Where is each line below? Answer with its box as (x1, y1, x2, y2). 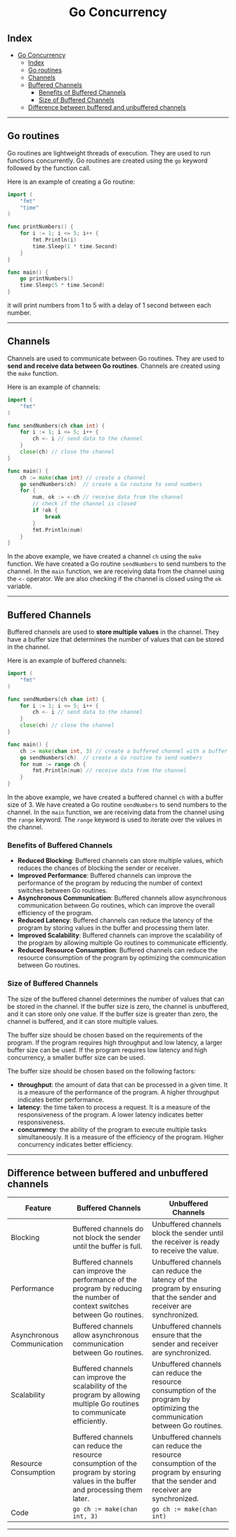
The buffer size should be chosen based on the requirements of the (7, 1031, 203, 1039)
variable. (7, 582, 33, 591)
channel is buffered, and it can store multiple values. (7, 1017, 159, 1026)
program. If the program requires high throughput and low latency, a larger (7, 1038, 223, 1047)
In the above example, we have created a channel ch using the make (7, 552, 202, 561)
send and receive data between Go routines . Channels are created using (7, 362, 221, 370)
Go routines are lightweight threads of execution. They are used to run (7, 148, 211, 157)
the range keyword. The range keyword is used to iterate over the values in (7, 815, 223, 824)
